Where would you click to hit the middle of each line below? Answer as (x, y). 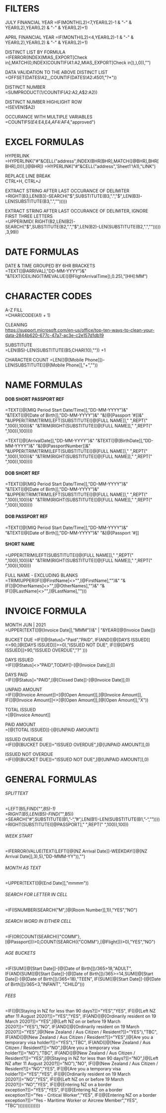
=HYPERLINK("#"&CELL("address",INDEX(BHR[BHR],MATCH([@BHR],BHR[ (82, 161)
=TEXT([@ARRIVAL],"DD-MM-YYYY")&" (46, 271)
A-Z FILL (14, 310)
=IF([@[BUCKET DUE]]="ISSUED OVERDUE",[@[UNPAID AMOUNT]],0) (78, 744)
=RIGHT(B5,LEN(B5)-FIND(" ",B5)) (39, 814)
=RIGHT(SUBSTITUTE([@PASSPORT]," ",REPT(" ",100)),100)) (67, 825)
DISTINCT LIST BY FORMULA (35, 52)
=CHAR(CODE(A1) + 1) (28, 315)
